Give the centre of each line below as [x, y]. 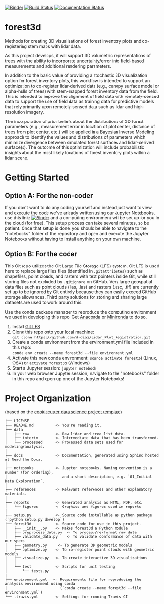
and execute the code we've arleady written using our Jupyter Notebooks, [80, 213]
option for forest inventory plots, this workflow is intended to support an [78, 80]
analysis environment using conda [40, 584]
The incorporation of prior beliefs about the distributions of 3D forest [74, 121]
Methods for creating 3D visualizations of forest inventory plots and [73, 41]
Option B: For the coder [41, 254]
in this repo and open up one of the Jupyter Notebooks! [68, 378]
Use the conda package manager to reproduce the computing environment [81, 312]
